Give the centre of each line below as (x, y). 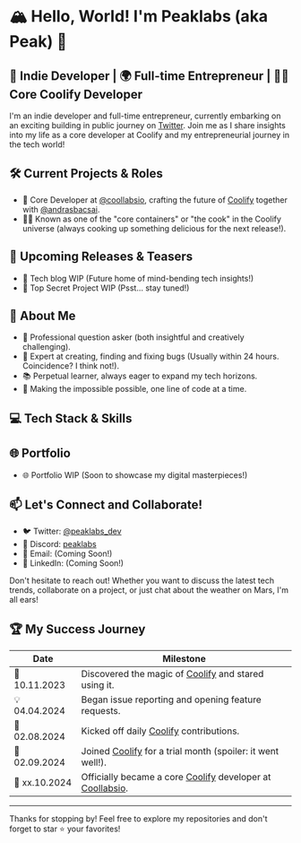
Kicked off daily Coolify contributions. (160, 731)
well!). (94, 762)
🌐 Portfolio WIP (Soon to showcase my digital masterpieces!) (135, 474)
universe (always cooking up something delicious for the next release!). (154, 228)
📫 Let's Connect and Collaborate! (106, 505)
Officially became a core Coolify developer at (176, 778)
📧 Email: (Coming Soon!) (67, 554)
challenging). (47, 347)
